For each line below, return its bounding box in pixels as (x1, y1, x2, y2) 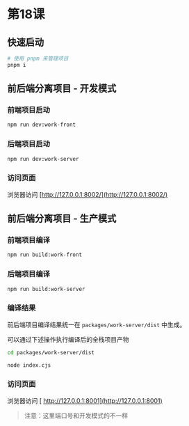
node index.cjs (7, 361, 51, 369)
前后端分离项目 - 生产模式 (7, 213, 117, 225)
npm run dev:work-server (7, 155, 79, 162)
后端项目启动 (7, 139, 51, 149)
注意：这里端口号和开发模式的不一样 (24, 411, 129, 420)
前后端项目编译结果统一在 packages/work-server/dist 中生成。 (7, 320, 186, 329)
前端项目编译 (7, 235, 51, 245)
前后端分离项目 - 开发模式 (7, 83, 117, 95)
